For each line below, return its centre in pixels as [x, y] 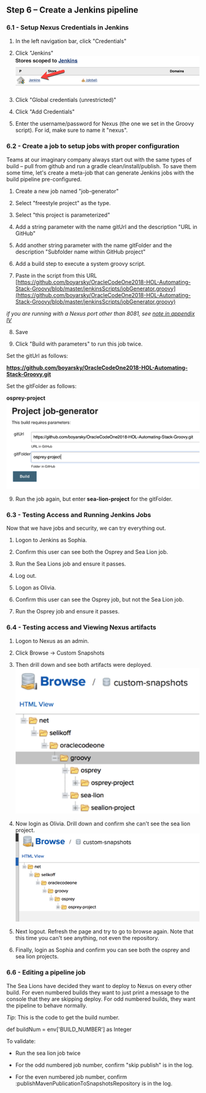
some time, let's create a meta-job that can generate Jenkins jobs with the [100, 173]
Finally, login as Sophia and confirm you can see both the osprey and [102, 950]
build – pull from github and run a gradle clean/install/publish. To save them [101, 166]
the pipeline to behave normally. [47, 1005]
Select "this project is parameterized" [63, 215]
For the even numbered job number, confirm [71, 1076]
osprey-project [26, 398]
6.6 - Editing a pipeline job [46, 973]
